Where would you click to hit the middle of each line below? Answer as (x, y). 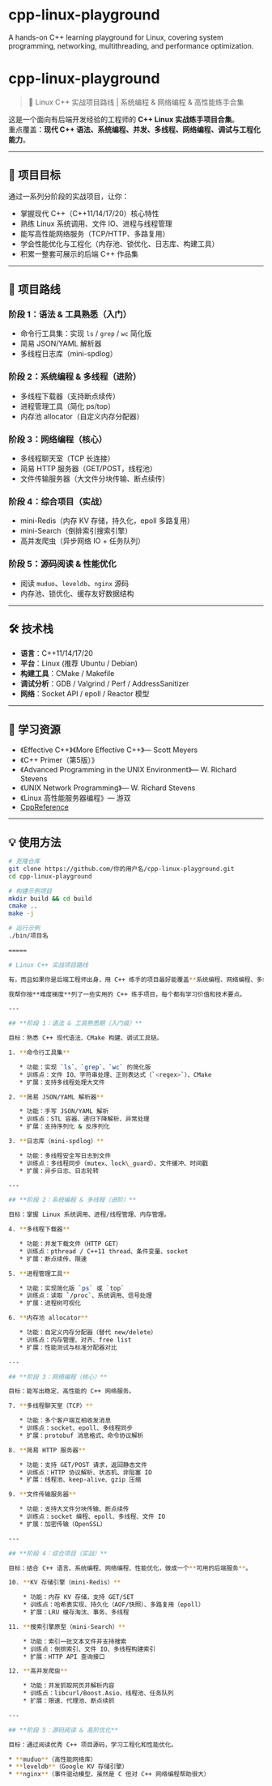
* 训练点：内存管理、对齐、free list (75, 1340)
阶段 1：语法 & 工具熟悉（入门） (70, 315)
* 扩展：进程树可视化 (50, 1303)
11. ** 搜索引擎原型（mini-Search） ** (67, 1627)
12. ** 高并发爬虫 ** (38, 1671)
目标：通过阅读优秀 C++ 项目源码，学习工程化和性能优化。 (93, 1745)
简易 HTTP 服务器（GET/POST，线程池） (88, 468)
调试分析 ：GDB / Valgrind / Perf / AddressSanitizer (104, 684)
